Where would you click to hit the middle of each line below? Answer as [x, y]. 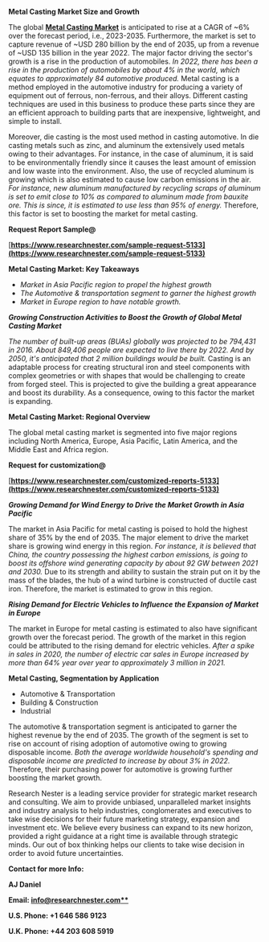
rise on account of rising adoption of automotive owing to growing [118, 744]
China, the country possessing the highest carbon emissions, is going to [128, 555]
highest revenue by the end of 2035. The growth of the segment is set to [128, 735]
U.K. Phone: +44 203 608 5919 [61, 931]
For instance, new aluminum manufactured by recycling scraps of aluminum [134, 188]
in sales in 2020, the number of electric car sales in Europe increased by [128, 654]
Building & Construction [59, 702]
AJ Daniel [25, 884]
